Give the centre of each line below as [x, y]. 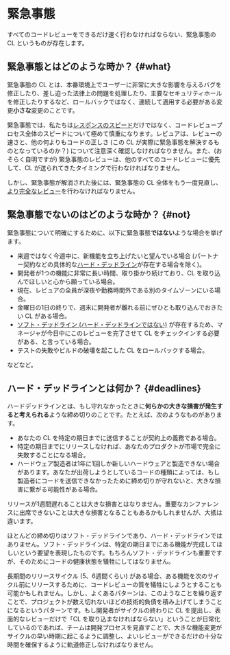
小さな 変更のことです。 [46, 110]
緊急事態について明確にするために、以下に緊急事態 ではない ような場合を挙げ [115, 232]
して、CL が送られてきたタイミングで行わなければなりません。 [95, 168]
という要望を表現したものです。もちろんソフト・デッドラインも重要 [115, 553]
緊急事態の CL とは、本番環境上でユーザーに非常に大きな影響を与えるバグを [115, 84]
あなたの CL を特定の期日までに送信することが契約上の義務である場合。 [118, 438]
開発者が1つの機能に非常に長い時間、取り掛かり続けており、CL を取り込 [119, 273]
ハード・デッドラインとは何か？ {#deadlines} [104, 388]
